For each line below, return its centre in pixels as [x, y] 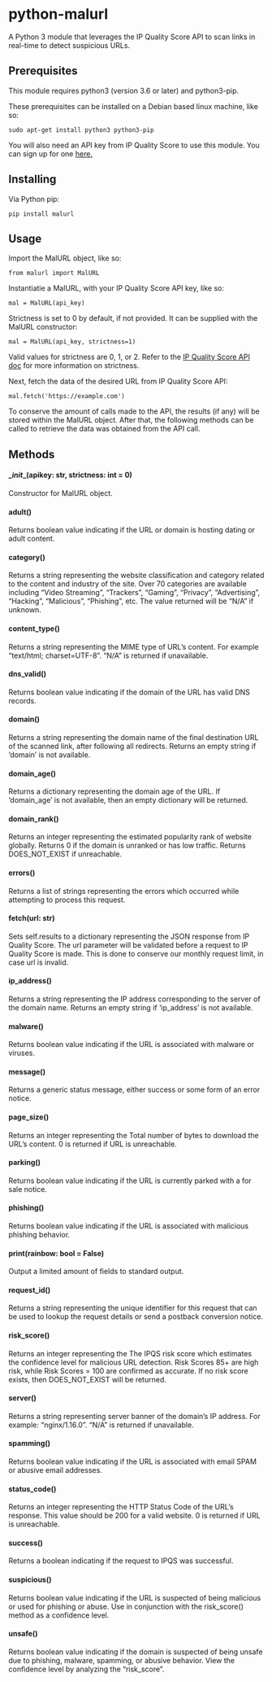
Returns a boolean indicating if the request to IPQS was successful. [121, 1561]
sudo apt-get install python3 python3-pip [81, 130]
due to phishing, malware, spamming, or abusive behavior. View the [122, 1660]
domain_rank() [34, 818]
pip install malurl [41, 214]
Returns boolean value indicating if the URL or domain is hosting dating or [132, 530]
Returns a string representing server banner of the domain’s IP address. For [135, 1416]
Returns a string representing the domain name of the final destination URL [134, 737]
